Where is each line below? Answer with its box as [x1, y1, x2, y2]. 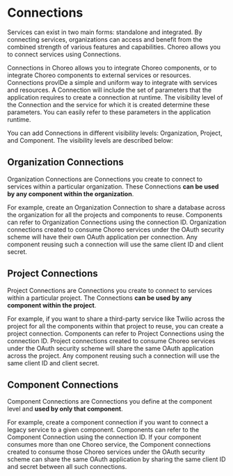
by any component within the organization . [7, 189, 134, 198]
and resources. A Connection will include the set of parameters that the [7, 86, 212, 94]
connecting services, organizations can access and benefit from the [7, 35, 203, 43]
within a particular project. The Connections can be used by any [7, 294, 193, 302]
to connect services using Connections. [7, 50, 122, 58]
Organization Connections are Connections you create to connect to [7, 175, 203, 183]
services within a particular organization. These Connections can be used [7, 182, 219, 191]
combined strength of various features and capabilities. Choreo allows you [7, 42, 221, 51]
